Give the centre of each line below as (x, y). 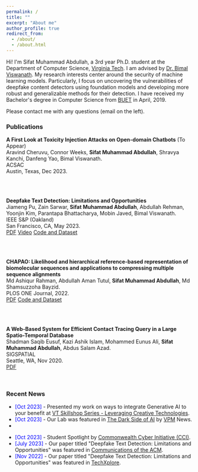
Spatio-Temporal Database (40, 335)
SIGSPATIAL (21, 354)
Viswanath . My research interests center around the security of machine (95, 74)
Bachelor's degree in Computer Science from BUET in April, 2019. (86, 99)
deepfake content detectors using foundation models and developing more (98, 87)
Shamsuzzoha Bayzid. (33, 287)
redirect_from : (25, 34)
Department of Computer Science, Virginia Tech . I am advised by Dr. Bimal (97, 68)
